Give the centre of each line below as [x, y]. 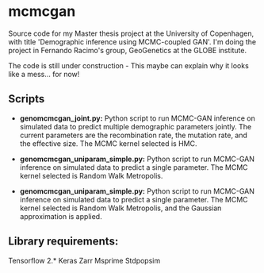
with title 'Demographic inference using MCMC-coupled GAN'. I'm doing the [132, 41]
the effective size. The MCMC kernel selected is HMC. [108, 143]
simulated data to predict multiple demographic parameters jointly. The [136, 126]
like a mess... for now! [44, 74]
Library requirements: [63, 242]
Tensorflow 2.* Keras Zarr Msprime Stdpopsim [84, 260]
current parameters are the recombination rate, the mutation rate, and [134, 135]
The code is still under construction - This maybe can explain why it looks [129, 65]
